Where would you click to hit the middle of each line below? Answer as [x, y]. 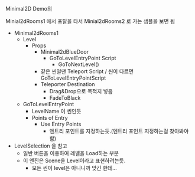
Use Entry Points [61, 124]
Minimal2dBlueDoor [65, 52]
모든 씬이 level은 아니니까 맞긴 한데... [74, 168]
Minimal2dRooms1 [36, 33]
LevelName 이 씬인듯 [56, 111]
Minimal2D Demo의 [29, 9]
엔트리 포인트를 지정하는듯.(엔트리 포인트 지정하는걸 [109, 131]
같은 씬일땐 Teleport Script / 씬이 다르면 [87, 71]
